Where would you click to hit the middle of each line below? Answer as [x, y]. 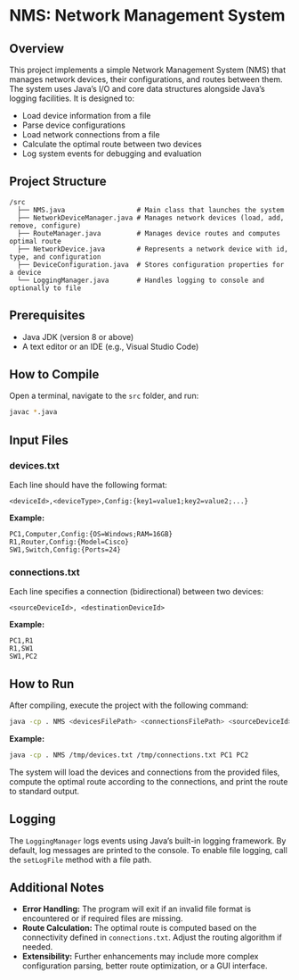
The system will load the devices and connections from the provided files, [145, 772]
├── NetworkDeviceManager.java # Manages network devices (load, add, [151, 218]
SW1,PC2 [24, 657]
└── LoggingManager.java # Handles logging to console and [141, 280]
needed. [37, 947]
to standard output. [44, 791]
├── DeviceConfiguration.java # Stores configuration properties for [151, 264]
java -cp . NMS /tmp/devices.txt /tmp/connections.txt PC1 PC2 [129, 755]
